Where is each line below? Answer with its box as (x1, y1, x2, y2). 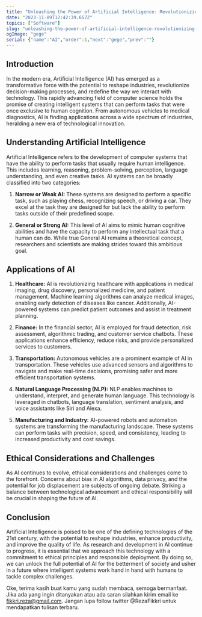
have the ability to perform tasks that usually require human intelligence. (6, 160, 185, 167)
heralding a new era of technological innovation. (6, 120, 126, 127)
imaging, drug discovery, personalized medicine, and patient (14, 287, 165, 294)
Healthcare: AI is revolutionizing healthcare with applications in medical (14, 281, 194, 288)
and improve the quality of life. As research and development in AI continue (6, 541, 193, 548)
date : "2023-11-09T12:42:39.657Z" (6, 14, 93, 20)
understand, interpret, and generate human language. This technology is (14, 392, 195, 399)
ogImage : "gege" (6, 31, 47, 37)
